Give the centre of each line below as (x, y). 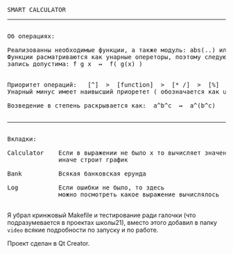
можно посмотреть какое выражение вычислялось (139, 195)
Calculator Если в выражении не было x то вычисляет (104, 153)
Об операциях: (31, 36)
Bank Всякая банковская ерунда (77, 174)
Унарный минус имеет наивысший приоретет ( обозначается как (113, 92)
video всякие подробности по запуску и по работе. (83, 230)
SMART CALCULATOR (36, 10)
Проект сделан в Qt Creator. (49, 243)
